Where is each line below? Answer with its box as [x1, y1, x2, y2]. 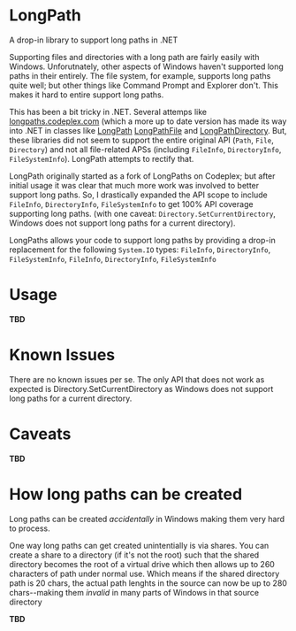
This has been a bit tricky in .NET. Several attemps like [9, 106, 208, 117]
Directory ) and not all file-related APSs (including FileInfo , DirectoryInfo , [9, 143, 282, 155]
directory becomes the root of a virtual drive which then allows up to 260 [9, 558, 276, 569]
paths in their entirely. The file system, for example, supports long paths [9, 70, 271, 81]
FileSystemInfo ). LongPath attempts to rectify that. [9, 153, 194, 164]
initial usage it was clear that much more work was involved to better [9, 180, 260, 190]
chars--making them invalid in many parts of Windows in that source [9, 587, 259, 597]
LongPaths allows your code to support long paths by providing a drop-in [9, 235, 276, 245]
